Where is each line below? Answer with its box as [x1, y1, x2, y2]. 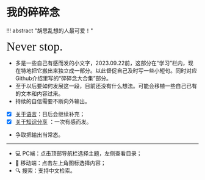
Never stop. [6, 39, 63, 54]
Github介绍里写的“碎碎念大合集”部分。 [15, 74, 112, 82]
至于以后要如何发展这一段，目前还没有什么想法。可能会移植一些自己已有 [15, 82, 197, 89]
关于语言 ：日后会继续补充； [15, 110, 85, 118]
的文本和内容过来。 [15, 90, 64, 97]
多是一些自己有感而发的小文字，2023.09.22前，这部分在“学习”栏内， [15, 59, 189, 67]
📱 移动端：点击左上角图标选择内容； [15, 159, 106, 167]
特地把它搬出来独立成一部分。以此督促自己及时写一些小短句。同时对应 [20, 67, 197, 74]
